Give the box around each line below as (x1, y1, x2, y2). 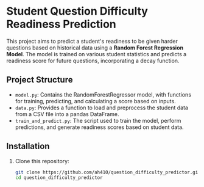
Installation (6, 141, 50, 152)
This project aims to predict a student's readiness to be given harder (6, 37, 178, 45)
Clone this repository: (15, 157, 69, 164)
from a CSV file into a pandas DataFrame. (15, 110, 120, 117)
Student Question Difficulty (6, 4, 148, 18)
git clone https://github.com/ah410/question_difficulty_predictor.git (15, 169, 201, 175)
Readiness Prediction (6, 17, 117, 31)
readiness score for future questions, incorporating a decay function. (6, 57, 180, 64)
